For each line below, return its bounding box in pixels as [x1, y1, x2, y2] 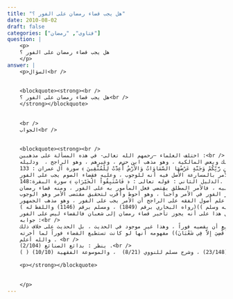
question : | [7, 36, 42, 43]
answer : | [7, 62, 36, 69]
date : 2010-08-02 [7, 17, 58, 24]
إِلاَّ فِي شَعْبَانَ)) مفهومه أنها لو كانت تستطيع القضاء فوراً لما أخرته [19, 230, 213, 237]
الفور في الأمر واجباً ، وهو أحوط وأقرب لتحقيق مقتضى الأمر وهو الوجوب [19, 191, 222, 198]
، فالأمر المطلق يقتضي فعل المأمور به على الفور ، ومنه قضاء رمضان [19, 185, 216, 191]
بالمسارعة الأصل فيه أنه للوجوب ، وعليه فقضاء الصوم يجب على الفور [19, 171, 216, 178]
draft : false [7, 23, 45, 30]
